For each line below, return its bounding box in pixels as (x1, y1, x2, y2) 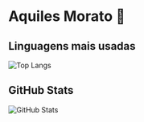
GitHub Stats (8, 83, 74, 97)
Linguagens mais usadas (8, 39, 136, 53)
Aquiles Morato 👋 (8, 7, 126, 26)
